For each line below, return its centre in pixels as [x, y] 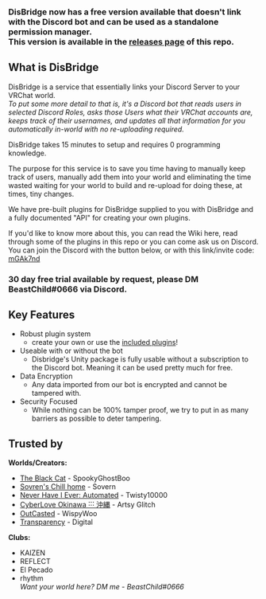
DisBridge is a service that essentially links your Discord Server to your [124, 87]
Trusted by [36, 443]
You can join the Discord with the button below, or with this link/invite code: [131, 250]
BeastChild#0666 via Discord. [67, 289]
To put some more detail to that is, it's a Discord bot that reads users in [125, 104]
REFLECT [35, 562]
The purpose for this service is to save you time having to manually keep [127, 168]
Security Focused [48, 401]
